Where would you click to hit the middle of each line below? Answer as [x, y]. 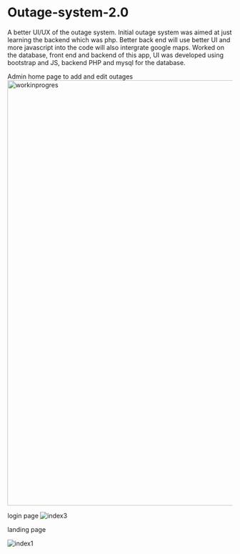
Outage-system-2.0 [68, 13]
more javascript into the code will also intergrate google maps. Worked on [116, 47]
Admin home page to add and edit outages [70, 76]
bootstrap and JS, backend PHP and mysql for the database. [96, 62]
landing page [27, 529]
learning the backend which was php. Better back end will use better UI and [119, 39]
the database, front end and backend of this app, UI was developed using [115, 55]
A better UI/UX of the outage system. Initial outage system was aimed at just [120, 32]
